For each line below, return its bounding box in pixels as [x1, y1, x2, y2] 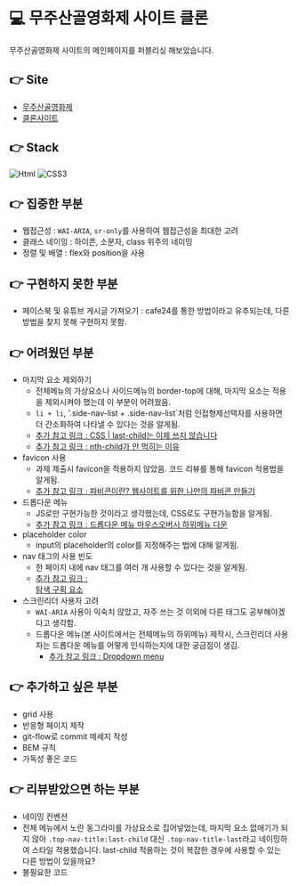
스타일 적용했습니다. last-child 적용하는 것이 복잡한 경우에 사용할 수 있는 [31, 844, 282, 855]
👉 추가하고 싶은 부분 [9, 679, 118, 695]
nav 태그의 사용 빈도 [21, 551, 93, 561]
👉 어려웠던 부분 [9, 345, 94, 361]
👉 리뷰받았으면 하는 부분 [9, 782, 140, 797]
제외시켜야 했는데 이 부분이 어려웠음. [44, 397, 172, 407]
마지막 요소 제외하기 [21, 375, 92, 385]
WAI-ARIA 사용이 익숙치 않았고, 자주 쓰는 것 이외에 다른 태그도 [35, 606, 247, 617]
